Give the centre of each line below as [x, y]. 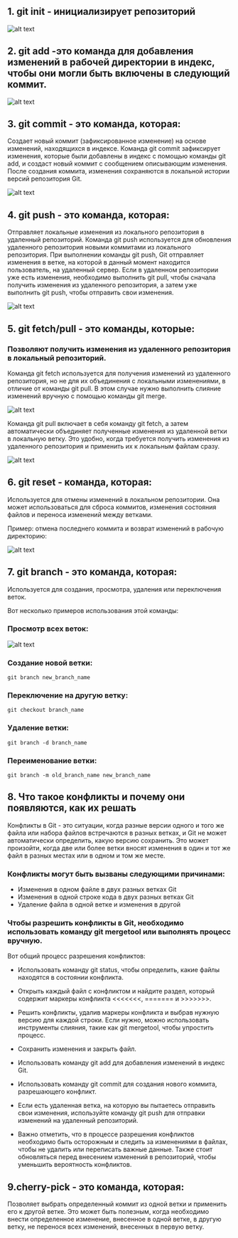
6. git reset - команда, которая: [80, 482]
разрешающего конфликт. [57, 1092]
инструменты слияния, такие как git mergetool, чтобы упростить [116, 1028]
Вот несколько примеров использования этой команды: [93, 610]
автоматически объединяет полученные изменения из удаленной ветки [117, 431]
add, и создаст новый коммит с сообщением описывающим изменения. [117, 164]
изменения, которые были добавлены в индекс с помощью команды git [117, 156]
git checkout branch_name [45, 710]
